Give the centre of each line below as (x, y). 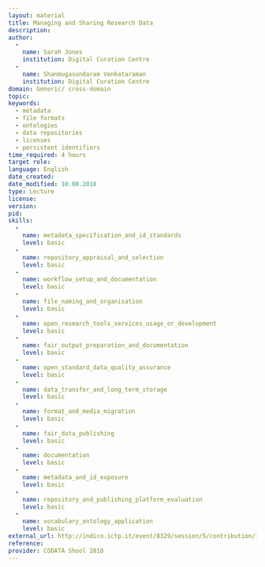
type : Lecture (32, 191)
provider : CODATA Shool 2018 (56, 550)
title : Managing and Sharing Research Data (81, 23)
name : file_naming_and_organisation (83, 301)
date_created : (32, 177)
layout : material (37, 15)
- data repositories (49, 132)
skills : (21, 221)
